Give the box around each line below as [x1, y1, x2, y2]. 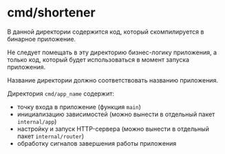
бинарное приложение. [7, 34, 76, 43]
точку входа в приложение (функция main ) [17, 102, 141, 111]
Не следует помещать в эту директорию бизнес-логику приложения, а [7, 48, 217, 56]
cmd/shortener [7, 5, 96, 21]
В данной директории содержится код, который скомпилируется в [7, 27, 204, 36]
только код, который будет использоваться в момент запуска [7, 55, 190, 63]
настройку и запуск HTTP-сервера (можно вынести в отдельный [17, 124, 210, 133]
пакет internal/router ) [17, 132, 85, 140]
